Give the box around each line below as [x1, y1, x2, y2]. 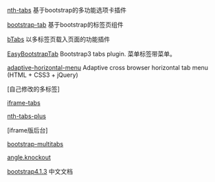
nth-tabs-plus [7, 112, 47, 120]
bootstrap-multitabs [7, 140, 64, 148]
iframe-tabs [7, 99, 41, 106]
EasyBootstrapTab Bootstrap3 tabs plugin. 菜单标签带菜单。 [7, 50, 177, 58]
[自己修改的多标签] [7, 85, 60, 93]
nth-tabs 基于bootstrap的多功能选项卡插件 [7, 6, 127, 14]
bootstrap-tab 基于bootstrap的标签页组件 [7, 21, 124, 29]
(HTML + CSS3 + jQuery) [7, 71, 79, 79]
